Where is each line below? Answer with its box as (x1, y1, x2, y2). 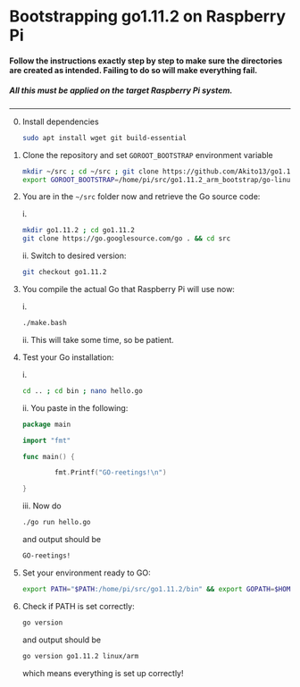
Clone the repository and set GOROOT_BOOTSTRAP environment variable (21, 149, 274, 160)
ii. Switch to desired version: (21, 250, 127, 261)
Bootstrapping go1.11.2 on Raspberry (9, 6, 287, 27)
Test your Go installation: (21, 351, 114, 363)
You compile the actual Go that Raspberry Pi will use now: (21, 284, 235, 294)
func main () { (21, 452, 75, 461)
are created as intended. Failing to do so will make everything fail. (9, 64, 258, 75)
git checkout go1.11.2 (21, 268, 107, 277)
